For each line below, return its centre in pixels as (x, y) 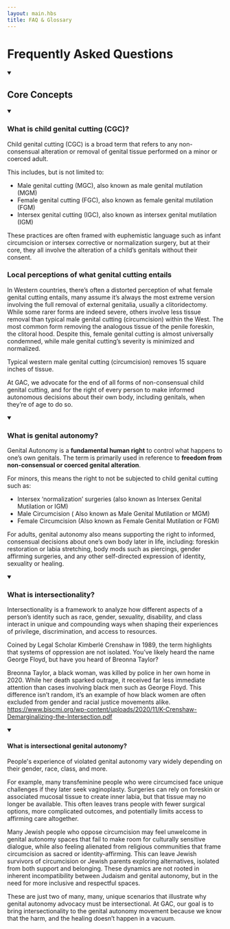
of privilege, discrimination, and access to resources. (82, 632)
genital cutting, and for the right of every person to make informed (101, 389)
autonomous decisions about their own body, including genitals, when (106, 397)
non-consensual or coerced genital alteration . (74, 465)
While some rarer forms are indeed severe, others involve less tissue (104, 312)
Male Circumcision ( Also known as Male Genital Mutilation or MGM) (113, 514)
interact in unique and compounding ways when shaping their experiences (113, 624)
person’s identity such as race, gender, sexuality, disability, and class (105, 617)
